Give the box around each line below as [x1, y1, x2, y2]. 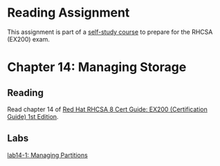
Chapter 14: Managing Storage [7, 59, 187, 75]
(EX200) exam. [7, 35, 50, 43]
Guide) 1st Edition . [7, 112, 59, 120]
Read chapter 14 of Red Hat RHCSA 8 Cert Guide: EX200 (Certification [7, 105, 208, 113]
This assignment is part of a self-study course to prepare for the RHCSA [7, 28, 213, 36]
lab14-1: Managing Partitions [7, 151, 88, 159]
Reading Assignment [7, 5, 130, 21]
